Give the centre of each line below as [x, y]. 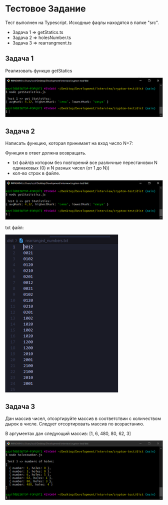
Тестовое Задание [45, 9]
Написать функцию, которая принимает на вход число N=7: [69, 143]
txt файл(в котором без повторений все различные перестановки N [85, 162]
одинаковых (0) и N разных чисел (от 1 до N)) [61, 168]
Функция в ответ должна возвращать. [46, 153]
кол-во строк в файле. [36, 173]
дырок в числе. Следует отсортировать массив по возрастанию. [75, 424]
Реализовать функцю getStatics [39, 70]
